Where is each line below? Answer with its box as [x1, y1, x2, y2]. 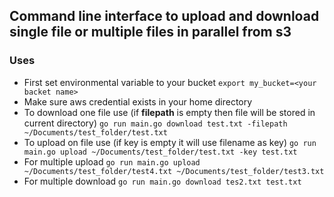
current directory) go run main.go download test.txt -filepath [23, 117, 288, 129]
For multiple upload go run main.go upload [23, 155, 201, 168]
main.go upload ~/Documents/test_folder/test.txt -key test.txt [23, 147, 298, 157]
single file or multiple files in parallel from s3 [9, 24, 292, 41]
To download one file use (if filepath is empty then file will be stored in [23, 106, 316, 118]
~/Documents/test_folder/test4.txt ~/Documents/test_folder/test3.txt [23, 166, 325, 176]
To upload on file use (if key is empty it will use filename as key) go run [23, 136, 317, 148]
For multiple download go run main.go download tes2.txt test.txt [23, 175, 302, 187]
